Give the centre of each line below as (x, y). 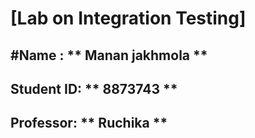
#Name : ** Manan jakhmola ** (109, 55)
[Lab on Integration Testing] (128, 18)
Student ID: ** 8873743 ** (94, 88)
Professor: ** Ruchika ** (89, 123)
